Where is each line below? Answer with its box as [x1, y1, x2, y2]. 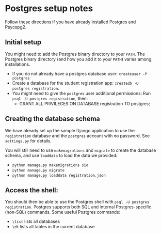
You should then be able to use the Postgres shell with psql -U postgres [5, 199, 149, 205]
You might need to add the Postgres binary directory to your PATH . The [5, 51, 145, 57]
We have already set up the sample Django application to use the [5, 127, 135, 133]
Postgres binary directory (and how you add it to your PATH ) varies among [5, 56, 152, 62]
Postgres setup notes [5, 3, 93, 14]
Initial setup [5, 38, 42, 47]
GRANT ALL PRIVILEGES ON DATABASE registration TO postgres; [19, 100, 150, 107]
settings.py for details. [5, 138, 52, 143]
